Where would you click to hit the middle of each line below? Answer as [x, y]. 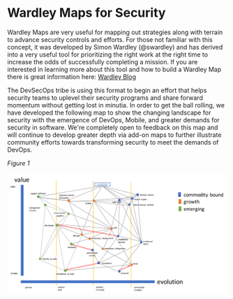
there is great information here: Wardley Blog [72, 76]
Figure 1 [18, 163]
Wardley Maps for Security [87, 13]
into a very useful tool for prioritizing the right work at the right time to [107, 54]
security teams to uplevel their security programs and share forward [105, 97]
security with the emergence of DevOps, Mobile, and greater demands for [113, 119]
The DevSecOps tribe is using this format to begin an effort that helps [107, 90]
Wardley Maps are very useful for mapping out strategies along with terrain [115, 32]
